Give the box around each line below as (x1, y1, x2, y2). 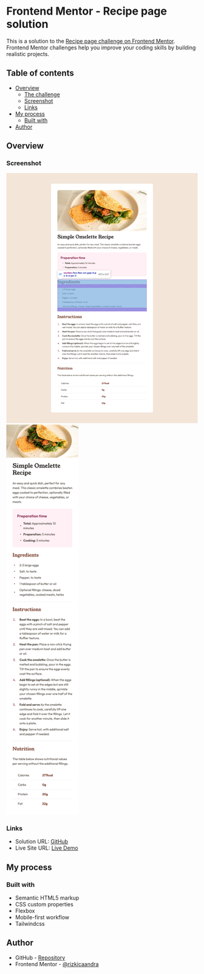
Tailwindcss (15, 920, 45, 928)
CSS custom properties (15, 901, 74, 908)
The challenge (24, 90, 61, 98)
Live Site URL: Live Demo (15, 844, 78, 851)
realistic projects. (6, 50, 50, 57)
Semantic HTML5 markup (15, 894, 80, 901)
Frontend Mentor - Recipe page (6, 4, 167, 18)
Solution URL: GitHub (15, 838, 69, 845)
